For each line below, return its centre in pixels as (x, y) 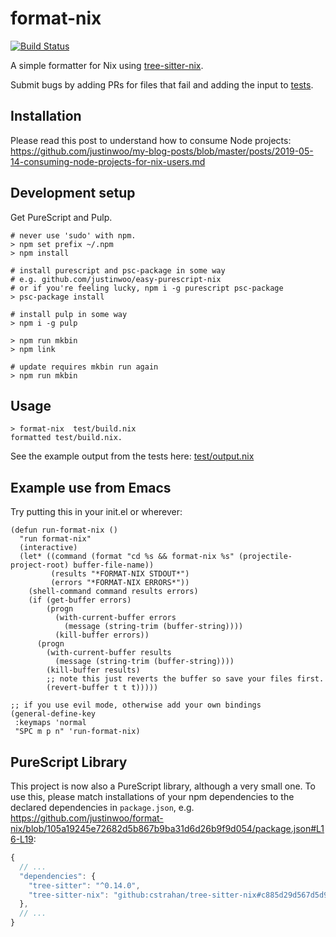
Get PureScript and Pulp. (61, 217)
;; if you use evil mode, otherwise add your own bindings (136, 705)
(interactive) (48, 548)
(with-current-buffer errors (115, 618)
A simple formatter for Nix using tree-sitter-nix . (107, 65)
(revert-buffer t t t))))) (102, 688)
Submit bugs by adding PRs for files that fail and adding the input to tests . (162, 84)
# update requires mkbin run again (84, 367)
